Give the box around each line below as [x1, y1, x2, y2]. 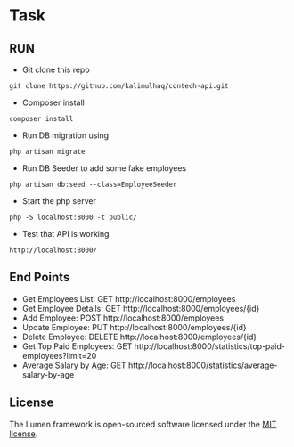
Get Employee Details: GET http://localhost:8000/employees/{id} [21, 303, 260, 313]
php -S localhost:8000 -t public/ [9, 213, 138, 222]
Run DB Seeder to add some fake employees [21, 163, 187, 174]
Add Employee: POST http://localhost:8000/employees [21, 313, 225, 323]
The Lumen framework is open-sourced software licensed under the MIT [9, 419, 277, 429]
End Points [9, 270, 70, 285]
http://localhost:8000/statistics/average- [127, 360, 278, 370]
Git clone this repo [21, 64, 91, 75]
